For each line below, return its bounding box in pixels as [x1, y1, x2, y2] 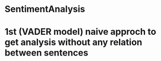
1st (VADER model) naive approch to [4, 26, 157, 38]
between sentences [4, 47, 88, 59]
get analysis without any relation [4, 37, 143, 48]
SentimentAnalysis [4, 3, 85, 15]
